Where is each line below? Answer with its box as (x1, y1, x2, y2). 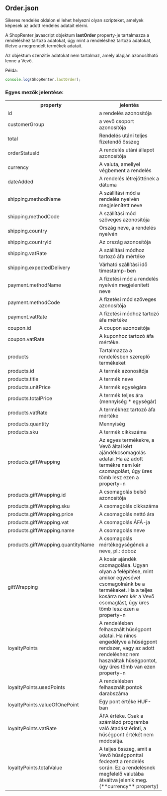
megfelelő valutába (99, 770, 144, 777)
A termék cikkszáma (99, 428, 147, 435)
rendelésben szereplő (99, 353, 150, 360)
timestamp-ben (99, 267, 136, 274)
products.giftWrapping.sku (7, 503, 70, 510)
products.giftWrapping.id (7, 491, 66, 498)
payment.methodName (7, 281, 61, 288)
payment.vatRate (7, 313, 47, 320)
